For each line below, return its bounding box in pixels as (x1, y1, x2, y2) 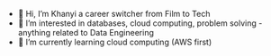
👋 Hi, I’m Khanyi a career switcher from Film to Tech (17, 9, 211, 19)
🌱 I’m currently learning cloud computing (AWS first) (17, 36, 212, 47)
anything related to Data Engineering (17, 28, 155, 37)
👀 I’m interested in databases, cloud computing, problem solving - (17, 18, 263, 28)
